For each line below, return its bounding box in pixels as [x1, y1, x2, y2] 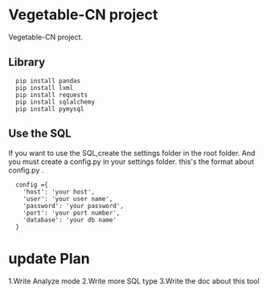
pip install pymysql [15, 104, 84, 113]
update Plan [8, 249, 90, 267]
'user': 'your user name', [23, 194, 113, 202]
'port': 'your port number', [23, 209, 121, 217]
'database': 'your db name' [23, 215, 117, 224]
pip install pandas [15, 76, 81, 85]
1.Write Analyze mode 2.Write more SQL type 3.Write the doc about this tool [8, 276, 260, 286]
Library [8, 55, 46, 69]
